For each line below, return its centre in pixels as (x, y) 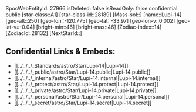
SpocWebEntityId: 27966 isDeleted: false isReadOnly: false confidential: (92, 8)
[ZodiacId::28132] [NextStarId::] (44, 33)
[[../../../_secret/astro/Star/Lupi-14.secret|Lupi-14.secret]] (83, 103)
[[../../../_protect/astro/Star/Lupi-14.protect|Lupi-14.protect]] (86, 84)
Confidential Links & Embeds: (60, 52)
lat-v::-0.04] (20, 27)
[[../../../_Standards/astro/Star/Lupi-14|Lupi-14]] (71, 65)
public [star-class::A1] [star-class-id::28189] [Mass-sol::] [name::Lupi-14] (94, 15)
